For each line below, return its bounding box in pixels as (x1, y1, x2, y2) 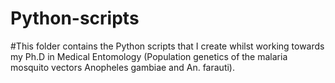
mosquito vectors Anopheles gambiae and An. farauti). (10, 61, 235, 73)
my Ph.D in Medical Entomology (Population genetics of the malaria (10, 50, 288, 62)
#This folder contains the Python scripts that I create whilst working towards (10, 40, 325, 52)
